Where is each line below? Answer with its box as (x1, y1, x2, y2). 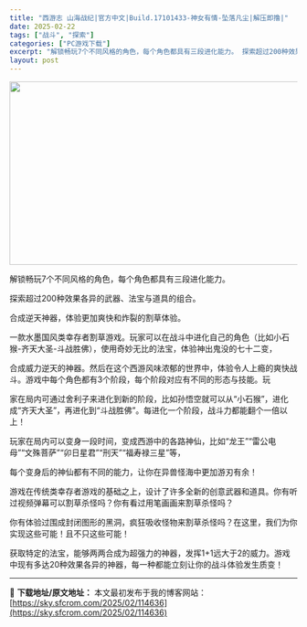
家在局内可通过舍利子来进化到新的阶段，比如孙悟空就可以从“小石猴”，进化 (9, 394, 290, 404)
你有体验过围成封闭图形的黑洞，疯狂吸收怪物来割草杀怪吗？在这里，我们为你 (9, 517, 298, 527)
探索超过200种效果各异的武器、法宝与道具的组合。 (9, 293, 201, 303)
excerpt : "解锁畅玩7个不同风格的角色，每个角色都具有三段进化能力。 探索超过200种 (9, 48, 289, 57)
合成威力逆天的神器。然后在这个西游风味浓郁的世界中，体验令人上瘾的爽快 (9, 363, 290, 373)
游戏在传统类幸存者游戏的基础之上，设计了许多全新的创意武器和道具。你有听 (9, 486, 298, 496)
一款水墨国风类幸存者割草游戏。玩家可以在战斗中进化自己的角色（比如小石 (9, 332, 290, 343)
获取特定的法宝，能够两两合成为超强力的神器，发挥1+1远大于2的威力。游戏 (9, 547, 291, 558)
